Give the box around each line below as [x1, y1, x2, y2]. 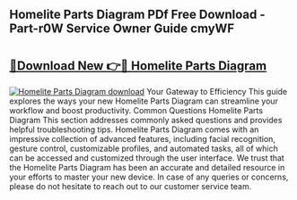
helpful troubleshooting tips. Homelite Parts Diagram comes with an [9, 124, 259, 135]
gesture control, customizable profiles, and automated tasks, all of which [9, 143, 278, 154]
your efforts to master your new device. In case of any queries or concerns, [9, 171, 289, 182]
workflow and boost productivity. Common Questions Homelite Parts [9, 105, 263, 115]
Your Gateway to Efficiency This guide [146, 87, 288, 96]
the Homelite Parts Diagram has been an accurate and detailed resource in [9, 162, 285, 172]
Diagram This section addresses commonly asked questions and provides [9, 115, 283, 125]
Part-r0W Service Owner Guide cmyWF [9, 21, 235, 37]
